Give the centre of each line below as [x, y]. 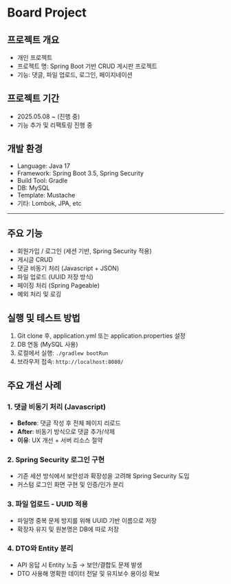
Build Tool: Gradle [42, 180]
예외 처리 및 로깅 [39, 294]
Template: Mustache [46, 195]
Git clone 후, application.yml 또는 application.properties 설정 [101, 336]
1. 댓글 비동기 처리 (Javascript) [57, 407]
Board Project [47, 13]
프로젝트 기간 [33, 99]
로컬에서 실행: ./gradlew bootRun [63, 353]
